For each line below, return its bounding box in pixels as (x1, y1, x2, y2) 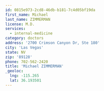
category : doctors (5, 36, 44, 41)
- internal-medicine (10, 31, 53, 36)
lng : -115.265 (10, 73, 39, 78)
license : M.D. (5, 21, 35, 27)
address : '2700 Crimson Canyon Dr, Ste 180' (5, 40, 100, 45)
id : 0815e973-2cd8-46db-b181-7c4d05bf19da (5, 7, 95, 13)
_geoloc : (5, 69, 24, 74)
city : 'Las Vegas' (5, 45, 44, 50)
